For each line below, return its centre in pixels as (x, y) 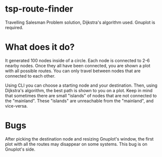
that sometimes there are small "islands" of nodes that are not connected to (81, 95)
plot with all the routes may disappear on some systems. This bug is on (76, 144)
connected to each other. (30, 76)
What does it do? (40, 47)
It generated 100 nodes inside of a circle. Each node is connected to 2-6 (77, 60)
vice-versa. (17, 106)
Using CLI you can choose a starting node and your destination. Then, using (81, 85)
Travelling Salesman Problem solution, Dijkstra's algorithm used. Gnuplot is (80, 22)
